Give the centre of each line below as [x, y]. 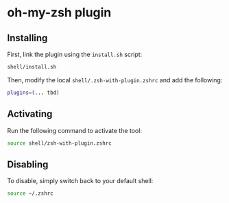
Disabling [28, 164]
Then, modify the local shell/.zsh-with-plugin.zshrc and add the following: [115, 80]
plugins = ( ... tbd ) [33, 93]
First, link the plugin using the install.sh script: [75, 54]
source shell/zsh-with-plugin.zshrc [59, 143]
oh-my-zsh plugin [59, 13]
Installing [27, 38]
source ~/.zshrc [30, 193]
